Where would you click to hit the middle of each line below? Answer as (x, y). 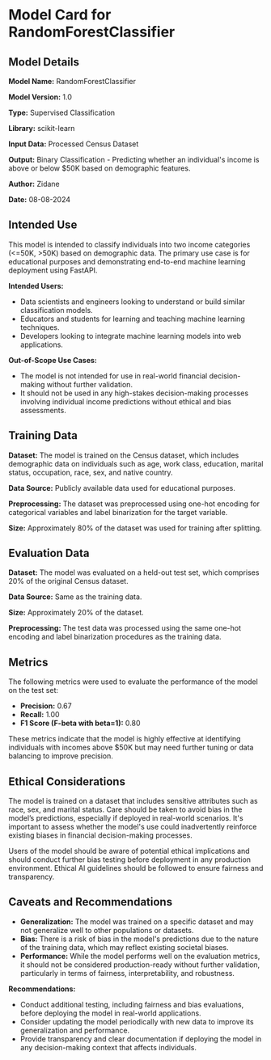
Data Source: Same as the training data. (75, 597)
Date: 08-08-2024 (40, 199)
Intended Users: (36, 285)
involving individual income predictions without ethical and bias (126, 401)
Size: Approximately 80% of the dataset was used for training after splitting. (135, 528)
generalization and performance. (75, 1030)
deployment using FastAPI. (53, 270)
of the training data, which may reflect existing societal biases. (124, 947)
